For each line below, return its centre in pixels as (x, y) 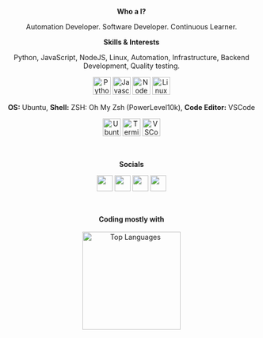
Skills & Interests (131, 42)
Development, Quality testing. (131, 66)
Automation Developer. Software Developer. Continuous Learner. (131, 27)
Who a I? (131, 11)
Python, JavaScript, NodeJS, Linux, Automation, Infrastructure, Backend (131, 57)
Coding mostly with (131, 219)
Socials (131, 164)
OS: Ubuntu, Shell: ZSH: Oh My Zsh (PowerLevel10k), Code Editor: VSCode (131, 107)
